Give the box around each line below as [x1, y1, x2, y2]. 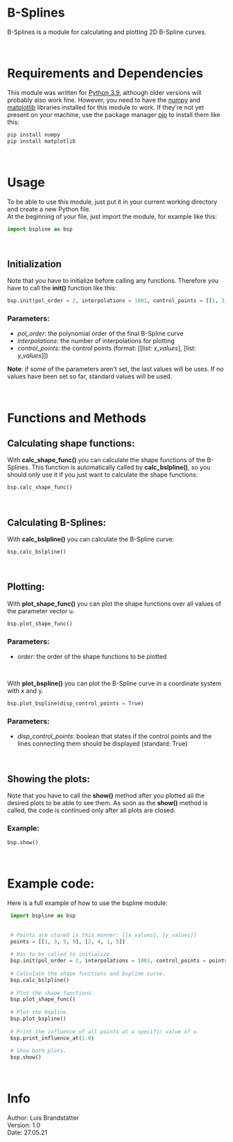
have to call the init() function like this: [7, 284, 117, 292]
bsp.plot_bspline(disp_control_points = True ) [7, 700, 144, 707]
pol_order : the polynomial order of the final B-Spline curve [17, 329, 184, 337]
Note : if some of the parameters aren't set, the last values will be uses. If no [7, 365, 224, 374]
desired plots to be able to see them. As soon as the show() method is [7, 798, 208, 807]
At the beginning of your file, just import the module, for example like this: [7, 212, 217, 220]
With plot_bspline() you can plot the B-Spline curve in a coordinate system [7, 679, 222, 687]
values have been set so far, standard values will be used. [7, 372, 173, 380]
